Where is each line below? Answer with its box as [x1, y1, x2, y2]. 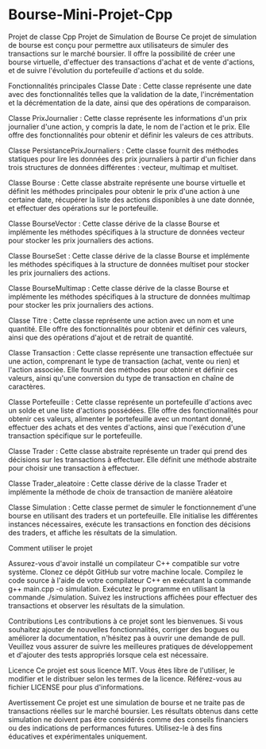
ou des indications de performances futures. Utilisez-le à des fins [8, 723, 222, 732]
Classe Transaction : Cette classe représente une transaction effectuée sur [8, 347, 254, 357]
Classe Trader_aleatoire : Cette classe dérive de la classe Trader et [8, 479, 227, 488]
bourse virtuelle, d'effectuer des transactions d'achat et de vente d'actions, [8, 57, 256, 67]
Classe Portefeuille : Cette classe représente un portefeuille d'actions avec [8, 397, 253, 406]
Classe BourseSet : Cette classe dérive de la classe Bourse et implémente [8, 250, 250, 260]
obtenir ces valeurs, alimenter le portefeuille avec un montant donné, [8, 413, 234, 423]
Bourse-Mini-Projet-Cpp [8, 6, 173, 24]
